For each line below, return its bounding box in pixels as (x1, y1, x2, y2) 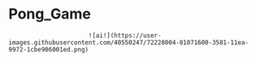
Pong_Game (8, 5, 91, 23)
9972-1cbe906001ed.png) (8, 45, 89, 53)
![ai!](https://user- (88, 31, 162, 39)
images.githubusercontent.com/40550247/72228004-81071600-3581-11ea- (8, 38, 249, 47)
